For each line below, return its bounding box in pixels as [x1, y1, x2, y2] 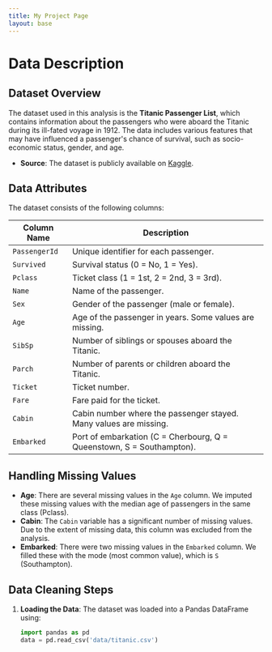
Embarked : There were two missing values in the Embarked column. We [19, 542, 257, 552]
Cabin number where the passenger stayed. [71, 408, 239, 420]
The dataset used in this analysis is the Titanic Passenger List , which [8, 108, 240, 117]
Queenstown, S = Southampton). [71, 441, 197, 453]
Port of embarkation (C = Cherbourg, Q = [71, 431, 228, 442]
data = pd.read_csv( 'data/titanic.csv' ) [19, 636, 159, 644]
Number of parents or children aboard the [71, 358, 231, 369]
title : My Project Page [8, 11, 89, 20]
